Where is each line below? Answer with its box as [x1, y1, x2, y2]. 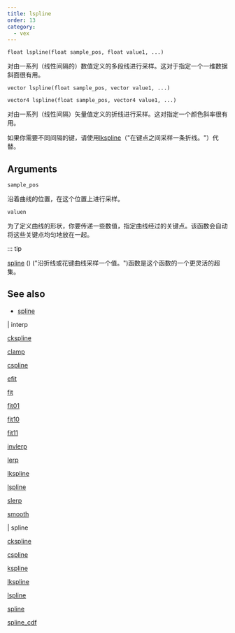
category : [7, 23, 36, 30]
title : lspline [7, 10, 52, 17]
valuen [7, 209, 27, 216]
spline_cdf [7, 618, 37, 626]
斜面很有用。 [7, 71, 44, 79]
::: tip [7, 245, 22, 253]
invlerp [7, 442, 28, 451]
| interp [7, 320, 28, 328]
